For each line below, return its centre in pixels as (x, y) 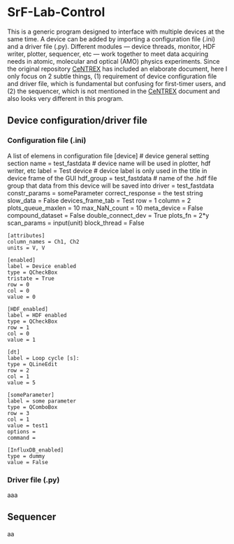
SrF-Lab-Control (56, 12)
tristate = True (31, 278)
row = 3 (19, 413)
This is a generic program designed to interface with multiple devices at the (116, 32)
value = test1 (28, 425)
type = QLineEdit (32, 364)
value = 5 (22, 382)
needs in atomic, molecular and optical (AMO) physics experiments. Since (114, 61)
